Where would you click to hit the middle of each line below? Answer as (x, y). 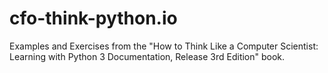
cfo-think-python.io (93, 18)
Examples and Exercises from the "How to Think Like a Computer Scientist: (164, 46)
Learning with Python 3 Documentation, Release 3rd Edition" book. (147, 56)
